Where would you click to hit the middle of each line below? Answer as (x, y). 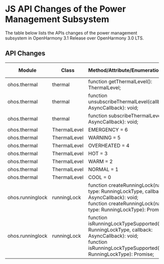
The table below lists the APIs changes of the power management (71, 33)
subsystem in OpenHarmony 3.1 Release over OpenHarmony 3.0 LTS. (74, 38)
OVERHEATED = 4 (109, 145)
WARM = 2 (101, 161)
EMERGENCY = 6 (108, 129)
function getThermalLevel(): (120, 81)
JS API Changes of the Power (65, 9)
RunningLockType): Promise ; (121, 254)
